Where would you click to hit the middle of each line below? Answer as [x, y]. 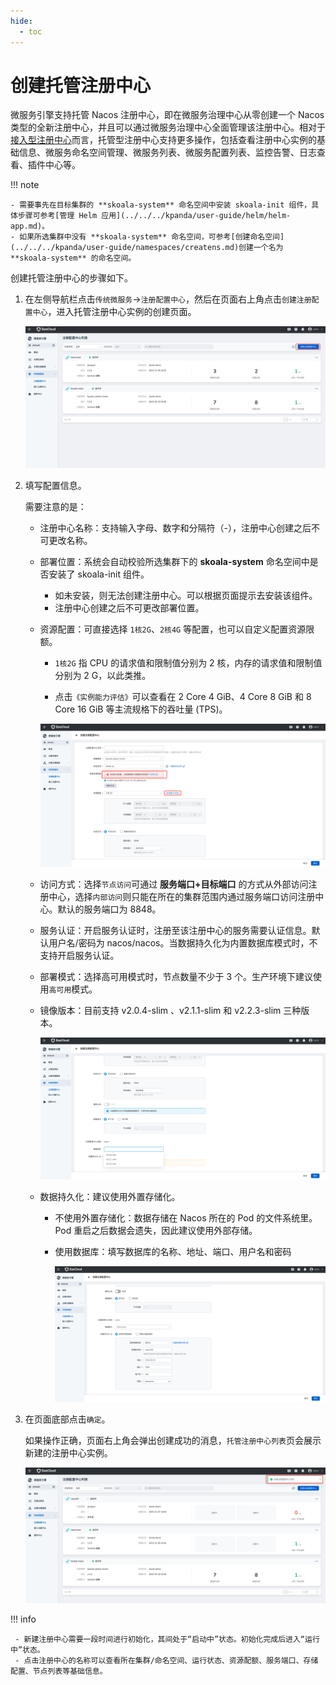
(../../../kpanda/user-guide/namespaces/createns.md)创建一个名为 [147, 248]
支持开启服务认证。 [79, 955]
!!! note [25, 185]
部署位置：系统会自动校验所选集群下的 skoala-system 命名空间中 [174, 562]
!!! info [23, 1619]
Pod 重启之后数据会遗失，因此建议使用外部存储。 [156, 1231]
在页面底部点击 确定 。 [67, 1419]
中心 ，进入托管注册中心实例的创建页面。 [114, 312]
